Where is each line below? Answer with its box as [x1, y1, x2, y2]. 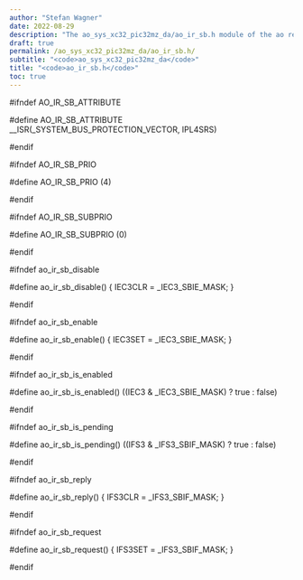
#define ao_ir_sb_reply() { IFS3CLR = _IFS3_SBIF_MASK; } [9, 491, 225, 502]
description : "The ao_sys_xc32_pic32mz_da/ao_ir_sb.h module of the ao [9, 30, 284, 39]
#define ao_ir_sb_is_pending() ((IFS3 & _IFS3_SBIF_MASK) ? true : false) [9, 439, 277, 450]
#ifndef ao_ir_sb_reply [9, 473, 92, 484]
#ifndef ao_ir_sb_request [9, 526, 102, 538]
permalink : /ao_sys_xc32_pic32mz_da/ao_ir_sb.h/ [9, 47, 196, 56]
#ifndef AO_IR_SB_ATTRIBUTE [9, 97, 122, 108]
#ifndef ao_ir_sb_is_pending [9, 421, 115, 432]
